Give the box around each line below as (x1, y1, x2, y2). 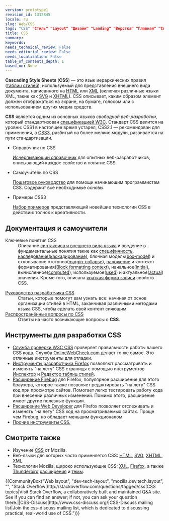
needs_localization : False (5, 54, 62, 59)
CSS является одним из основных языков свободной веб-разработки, (5, 114, 157, 120)
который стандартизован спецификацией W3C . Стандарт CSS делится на (5, 119, 163, 125)
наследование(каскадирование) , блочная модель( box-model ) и (18, 253, 155, 259)
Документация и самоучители (5, 224, 108, 233)
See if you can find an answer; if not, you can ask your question (5, 494, 137, 500)
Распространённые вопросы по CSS (5, 311, 84, 317)
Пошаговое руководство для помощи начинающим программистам (12, 179, 160, 185)
